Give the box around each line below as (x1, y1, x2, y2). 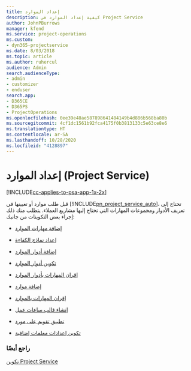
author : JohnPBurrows (6, 20, 60, 26)
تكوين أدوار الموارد (14, 259, 56, 267)
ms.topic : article (6, 53, 52, 59)
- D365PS (6, 103, 28, 110)
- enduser (6, 87, 31, 93)
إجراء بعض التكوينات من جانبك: (6, 213, 75, 220)
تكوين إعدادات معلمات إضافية (14, 329, 81, 336)
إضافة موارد (14, 283, 42, 290)
